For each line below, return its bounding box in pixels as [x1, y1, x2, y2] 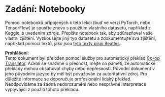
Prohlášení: [5, 50, 30, 56]
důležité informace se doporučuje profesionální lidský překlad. [5, 76, 132, 82]
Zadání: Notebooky [5, 3, 86, 15]
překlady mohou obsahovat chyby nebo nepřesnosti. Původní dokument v [5, 65, 155, 72]
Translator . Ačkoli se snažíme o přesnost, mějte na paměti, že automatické [5, 60, 156, 66]
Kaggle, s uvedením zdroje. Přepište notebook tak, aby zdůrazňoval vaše [5, 30, 153, 36]
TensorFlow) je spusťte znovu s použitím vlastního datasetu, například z [5, 24, 151, 30]
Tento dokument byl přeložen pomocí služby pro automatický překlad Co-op [5, 55, 160, 61]
